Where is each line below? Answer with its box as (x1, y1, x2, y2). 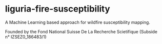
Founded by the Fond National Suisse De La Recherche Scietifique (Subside (5, 29, 158, 34)
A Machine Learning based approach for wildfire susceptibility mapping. (5, 19, 150, 25)
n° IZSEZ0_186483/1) (5, 34, 47, 40)
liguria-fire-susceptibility (5, 3, 110, 15)
